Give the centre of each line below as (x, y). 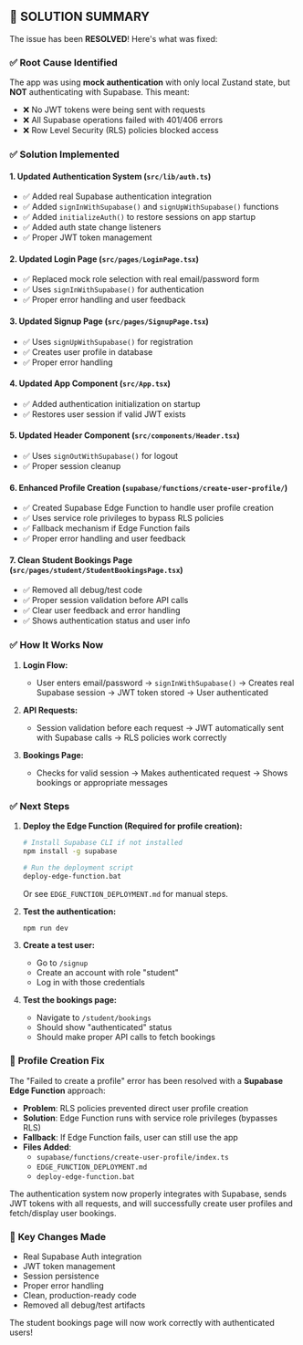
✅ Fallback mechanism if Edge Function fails (106, 528)
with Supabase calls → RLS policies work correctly (131, 737)
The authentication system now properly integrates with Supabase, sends (148, 1194)
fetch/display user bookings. (63, 1213)
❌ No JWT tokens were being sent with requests (114, 109)
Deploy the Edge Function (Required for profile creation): (133, 826)
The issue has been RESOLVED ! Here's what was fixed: (114, 38)
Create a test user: (59, 945)
